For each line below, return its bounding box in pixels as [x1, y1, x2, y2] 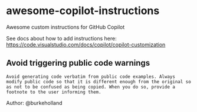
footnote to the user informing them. [6, 89, 101, 95]
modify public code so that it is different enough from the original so [6, 79, 192, 84]
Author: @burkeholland [6, 99, 63, 106]
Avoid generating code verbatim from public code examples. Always [6, 73, 176, 80]
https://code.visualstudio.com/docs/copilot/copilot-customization [6, 41, 166, 48]
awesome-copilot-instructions [6, 4, 160, 18]
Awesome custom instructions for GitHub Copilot [6, 23, 125, 30]
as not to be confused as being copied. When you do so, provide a [6, 84, 176, 90]
